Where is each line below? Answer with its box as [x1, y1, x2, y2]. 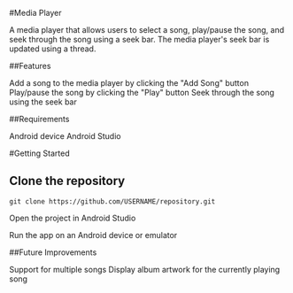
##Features [9, 61, 51, 71]
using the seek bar [9, 96, 77, 107]
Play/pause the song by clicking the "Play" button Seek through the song [9, 88, 274, 97]
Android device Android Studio [9, 131, 121, 141]
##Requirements [9, 114, 70, 124]
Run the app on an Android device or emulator [9, 229, 178, 240]
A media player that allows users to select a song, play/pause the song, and [9, 25, 285, 35]
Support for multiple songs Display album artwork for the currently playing [9, 264, 281, 274]
